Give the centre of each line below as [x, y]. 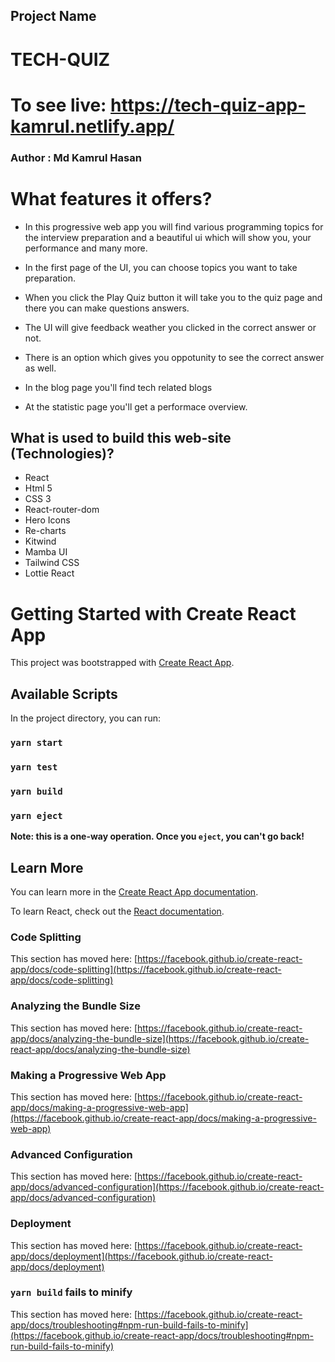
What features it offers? [111, 198]
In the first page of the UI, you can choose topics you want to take [161, 267]
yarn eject [36, 815]
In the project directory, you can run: [85, 718]
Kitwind [40, 541]
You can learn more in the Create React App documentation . [134, 892]
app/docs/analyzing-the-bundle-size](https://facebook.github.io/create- [160, 1038]
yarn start [36, 743]
